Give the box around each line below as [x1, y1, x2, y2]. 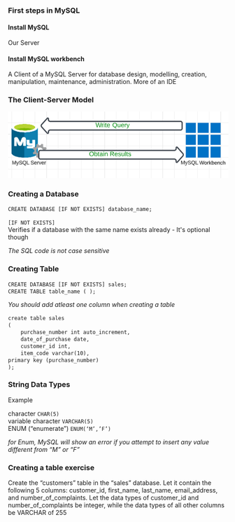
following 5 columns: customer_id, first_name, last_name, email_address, [8, 486, 218, 495]
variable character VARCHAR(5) [8, 416, 94, 425]
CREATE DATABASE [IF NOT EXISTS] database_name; [8, 206, 152, 213]
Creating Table [8, 264, 59, 274]
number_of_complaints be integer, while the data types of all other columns [8, 501, 225, 509]
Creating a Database [8, 188, 79, 198]
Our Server [8, 39, 40, 47]
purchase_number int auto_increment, [20, 329, 131, 336]
